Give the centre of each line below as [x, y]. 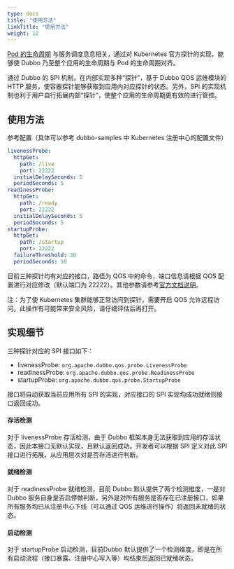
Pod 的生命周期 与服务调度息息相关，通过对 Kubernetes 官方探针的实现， [112, 54]
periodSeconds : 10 [41, 261]
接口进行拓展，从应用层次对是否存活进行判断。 [74, 454]
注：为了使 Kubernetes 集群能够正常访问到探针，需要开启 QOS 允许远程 [111, 299]
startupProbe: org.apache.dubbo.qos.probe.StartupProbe [99, 380]
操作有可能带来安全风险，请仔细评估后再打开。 [93, 308]
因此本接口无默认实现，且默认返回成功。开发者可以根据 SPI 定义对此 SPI [123, 446]
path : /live [37, 164]
